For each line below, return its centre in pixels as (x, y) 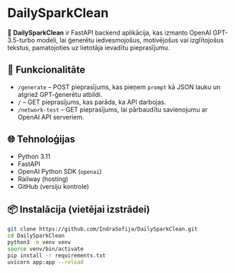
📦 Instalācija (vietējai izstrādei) (79, 209)
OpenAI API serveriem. (51, 117)
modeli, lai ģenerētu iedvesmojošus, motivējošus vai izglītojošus (130, 40)
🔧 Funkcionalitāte (46, 70)
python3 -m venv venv (39, 243)
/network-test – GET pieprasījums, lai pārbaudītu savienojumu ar (113, 109)
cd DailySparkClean (36, 236)
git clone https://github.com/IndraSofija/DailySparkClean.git (103, 229)
